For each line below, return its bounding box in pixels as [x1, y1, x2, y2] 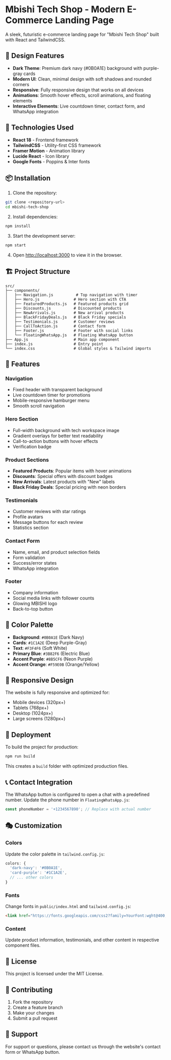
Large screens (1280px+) [12, 716, 66, 722]
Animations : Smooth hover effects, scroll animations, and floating [12, 92, 151, 98]
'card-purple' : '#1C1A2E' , [10, 870, 67, 875]
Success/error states [12, 560, 57, 566]
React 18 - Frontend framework [12, 137, 79, 143]
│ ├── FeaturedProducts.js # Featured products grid [5, 301, 129, 307]
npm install [5, 223, 31, 229]
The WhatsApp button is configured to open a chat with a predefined [5, 791, 150, 797]
